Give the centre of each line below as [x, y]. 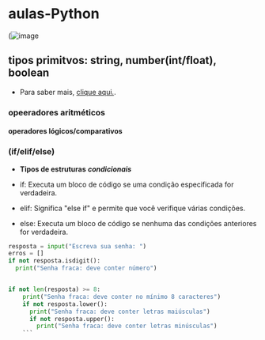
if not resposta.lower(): [65, 304]
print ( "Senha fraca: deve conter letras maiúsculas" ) [120, 312]
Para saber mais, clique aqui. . [68, 92]
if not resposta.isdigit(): [55, 261]
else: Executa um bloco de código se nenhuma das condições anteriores [138, 223]
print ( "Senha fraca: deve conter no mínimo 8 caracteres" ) [122, 297]
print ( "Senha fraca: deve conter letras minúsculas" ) [127, 326]
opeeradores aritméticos [57, 112]
